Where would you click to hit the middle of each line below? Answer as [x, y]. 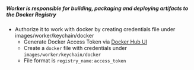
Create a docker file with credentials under [75, 48]
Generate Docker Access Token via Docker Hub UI [85, 42]
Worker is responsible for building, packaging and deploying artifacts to [97, 8]
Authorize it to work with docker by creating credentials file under [95, 29]
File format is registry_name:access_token [75, 60]
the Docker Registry [31, 14]
